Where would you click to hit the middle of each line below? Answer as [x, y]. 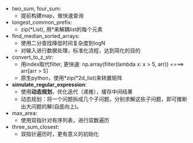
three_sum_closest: [35, 127]
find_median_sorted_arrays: [46, 36]
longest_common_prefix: [42, 22]
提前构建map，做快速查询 [52, 15]
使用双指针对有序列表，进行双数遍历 [65, 120]
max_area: [24, 113]
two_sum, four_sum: [36, 9]
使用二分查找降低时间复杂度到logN [63, 43]
